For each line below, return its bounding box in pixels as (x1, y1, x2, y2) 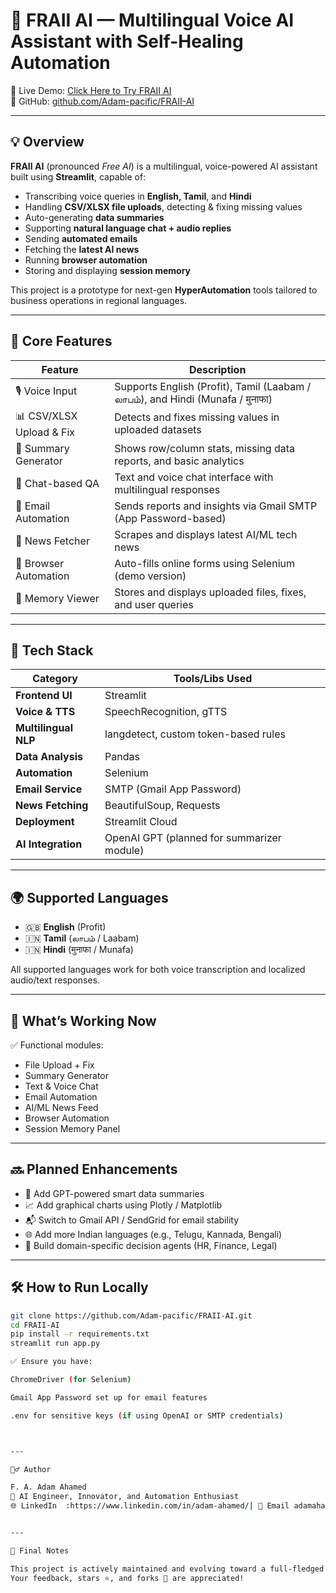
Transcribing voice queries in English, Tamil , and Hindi (24, 190, 252, 202)
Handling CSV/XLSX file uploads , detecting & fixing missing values (24, 200, 303, 213)
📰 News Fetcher (15, 534, 90, 548)
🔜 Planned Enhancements (10, 1161, 178, 1178)
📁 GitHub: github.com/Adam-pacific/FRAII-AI (10, 95, 195, 107)
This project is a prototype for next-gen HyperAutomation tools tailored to (10, 284, 318, 296)
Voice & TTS (15, 705, 76, 719)
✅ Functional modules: (10, 1039, 104, 1051)
